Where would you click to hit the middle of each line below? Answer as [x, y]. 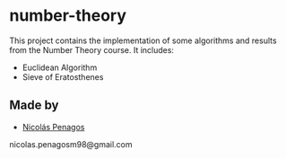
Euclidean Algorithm [60, 67]
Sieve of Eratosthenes [63, 76]
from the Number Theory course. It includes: [92, 49]
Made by [34, 106]
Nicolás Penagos [53, 127]
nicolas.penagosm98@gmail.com [71, 144]
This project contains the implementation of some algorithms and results [143, 40]
